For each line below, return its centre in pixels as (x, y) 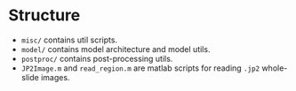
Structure (44, 15)
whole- (274, 68)
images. (55, 77)
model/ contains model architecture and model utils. (116, 49)
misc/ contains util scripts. (69, 40)
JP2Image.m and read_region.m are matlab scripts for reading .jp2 (140, 68)
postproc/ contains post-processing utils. (97, 58)
